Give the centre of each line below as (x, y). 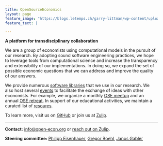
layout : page (18, 14)
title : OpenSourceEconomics (33, 9)
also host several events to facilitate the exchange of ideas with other (74, 90)
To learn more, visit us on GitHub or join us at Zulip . (56, 115)
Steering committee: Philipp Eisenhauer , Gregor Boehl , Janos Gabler (74, 139)
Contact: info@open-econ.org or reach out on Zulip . (57, 129)
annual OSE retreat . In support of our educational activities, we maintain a (79, 101)
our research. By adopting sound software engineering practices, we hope (80, 56)
